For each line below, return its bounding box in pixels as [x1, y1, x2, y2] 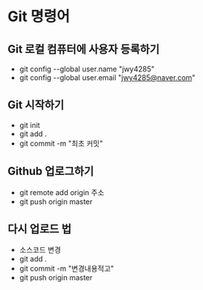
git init [19, 120, 40, 130]
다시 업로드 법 [7, 222, 72, 236]
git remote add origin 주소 [19, 187, 104, 197]
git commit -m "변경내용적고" [19, 264, 115, 274]
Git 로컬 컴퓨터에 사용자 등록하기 [7, 42, 160, 56]
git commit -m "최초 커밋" [19, 139, 104, 148]
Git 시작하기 [7, 98, 65, 112]
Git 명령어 [7, 7, 70, 26]
